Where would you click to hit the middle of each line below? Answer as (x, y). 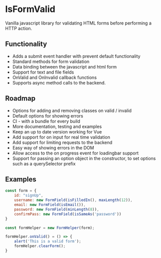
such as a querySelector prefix (44, 163)
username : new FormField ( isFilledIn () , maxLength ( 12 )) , (74, 200)
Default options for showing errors (48, 115)
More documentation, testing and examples (57, 126)
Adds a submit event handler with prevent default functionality (76, 56)
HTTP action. (19, 28)
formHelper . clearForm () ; (40, 246)
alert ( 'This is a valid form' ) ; (48, 241)
